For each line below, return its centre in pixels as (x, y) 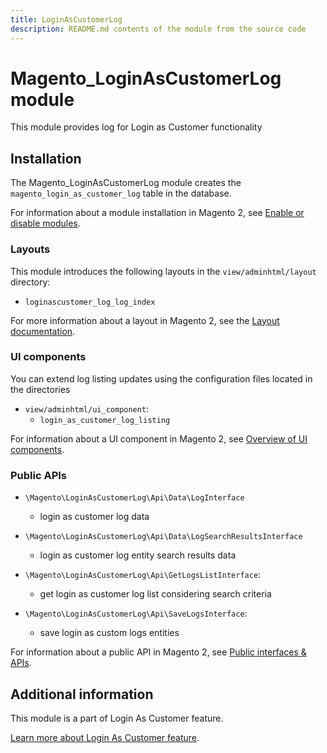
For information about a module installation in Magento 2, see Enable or (157, 213)
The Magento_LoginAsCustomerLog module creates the (126, 183)
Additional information (82, 694)
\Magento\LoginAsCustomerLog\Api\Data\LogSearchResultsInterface (163, 537)
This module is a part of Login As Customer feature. (117, 718)
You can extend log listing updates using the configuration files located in (161, 378)
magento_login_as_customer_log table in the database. (121, 193)
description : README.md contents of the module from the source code (158, 29)
